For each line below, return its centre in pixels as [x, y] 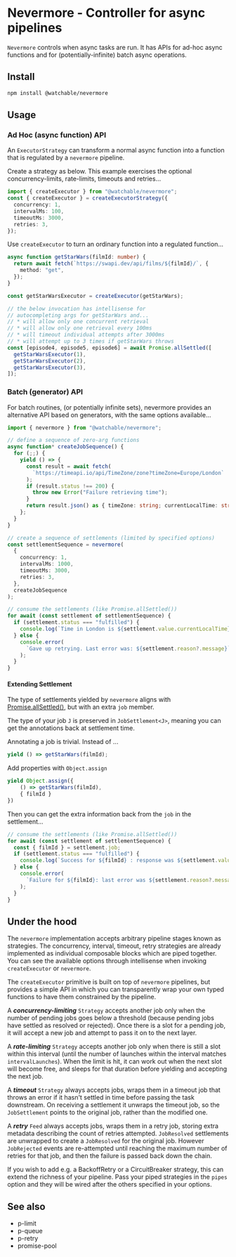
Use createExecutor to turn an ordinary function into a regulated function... [115, 245]
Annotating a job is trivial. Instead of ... [63, 742]
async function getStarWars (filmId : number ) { [77, 257]
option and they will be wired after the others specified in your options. [110, 1185]
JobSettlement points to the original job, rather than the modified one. [108, 1112]
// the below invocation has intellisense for [77, 308]
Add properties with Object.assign [57, 768]
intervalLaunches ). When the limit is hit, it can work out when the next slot [115, 1062]
